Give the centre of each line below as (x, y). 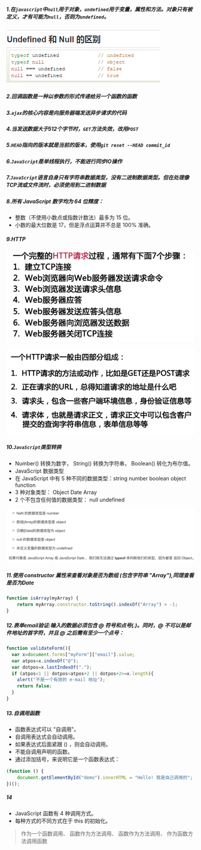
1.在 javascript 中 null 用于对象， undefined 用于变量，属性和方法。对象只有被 (99, 9)
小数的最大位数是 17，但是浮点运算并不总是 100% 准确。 (84, 225)
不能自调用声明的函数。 (44, 751)
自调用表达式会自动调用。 (46, 736)
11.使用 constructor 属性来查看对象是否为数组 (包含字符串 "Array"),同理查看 (100, 575)
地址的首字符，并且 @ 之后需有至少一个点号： (68, 633)
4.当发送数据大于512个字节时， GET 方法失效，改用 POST (72, 129)
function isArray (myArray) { (42, 598)
